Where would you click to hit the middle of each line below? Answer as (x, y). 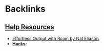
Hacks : (20, 44)
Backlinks (25, 9)
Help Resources (30, 27)
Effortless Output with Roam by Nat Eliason (55, 38)
